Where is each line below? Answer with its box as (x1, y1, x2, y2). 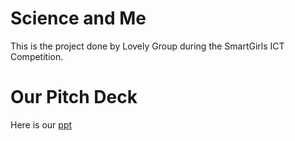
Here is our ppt (10, 118, 73, 131)
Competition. (10, 50, 64, 62)
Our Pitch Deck (10, 86, 138, 109)
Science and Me (10, 7, 147, 30)
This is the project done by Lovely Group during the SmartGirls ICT (10, 40, 285, 52)
